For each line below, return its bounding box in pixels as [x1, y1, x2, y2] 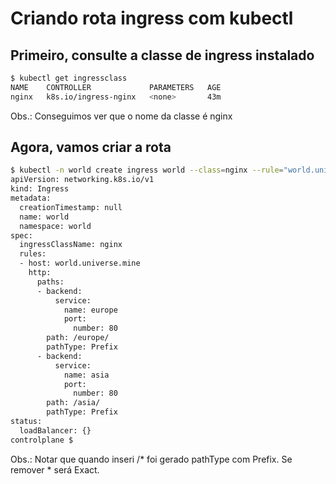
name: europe [63, 305, 118, 315]
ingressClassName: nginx [19, 240, 123, 250]
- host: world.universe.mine [19, 258, 141, 269]
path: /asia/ [46, 398, 101, 408]
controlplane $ [10, 435, 74, 445]
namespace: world [19, 221, 92, 231]
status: [10, 417, 43, 427]
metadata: [10, 193, 52, 204]
